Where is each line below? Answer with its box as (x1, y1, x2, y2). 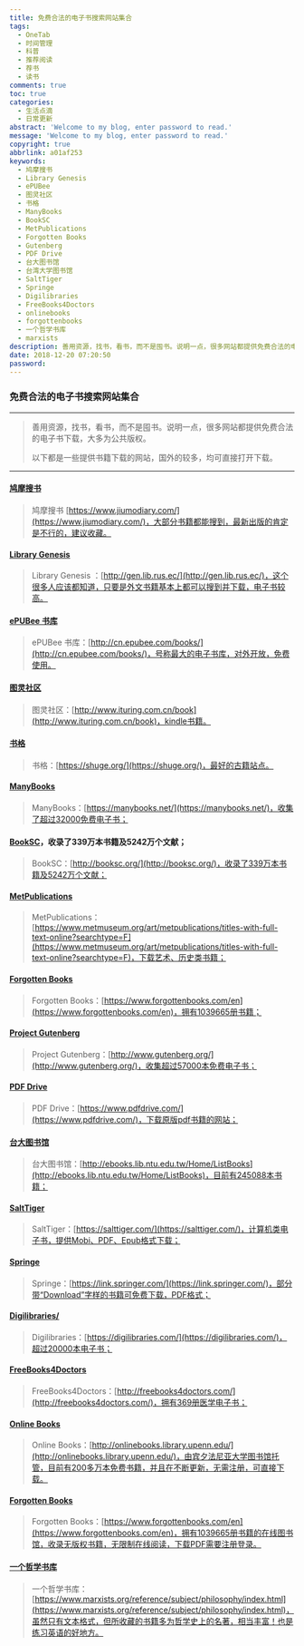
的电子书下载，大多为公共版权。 (31, 433, 151, 443)
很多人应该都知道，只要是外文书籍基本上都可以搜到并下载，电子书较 (31, 581, 286, 592)
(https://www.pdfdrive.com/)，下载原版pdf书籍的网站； (31, 1115, 239, 1125)
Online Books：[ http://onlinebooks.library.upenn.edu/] (31, 1439, 234, 1451)
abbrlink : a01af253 (9, 148, 83, 157)
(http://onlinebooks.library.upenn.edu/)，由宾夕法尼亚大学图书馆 (31, 1451, 271, 1462)
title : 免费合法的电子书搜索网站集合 (9, 13, 133, 23)
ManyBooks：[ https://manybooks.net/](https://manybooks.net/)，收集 (31, 803, 294, 813)
